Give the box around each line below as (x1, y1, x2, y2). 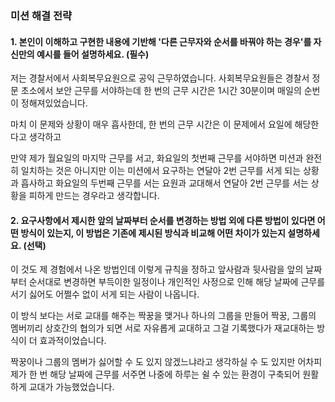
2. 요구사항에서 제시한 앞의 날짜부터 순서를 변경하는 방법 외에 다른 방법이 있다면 (10, 214, 316, 226)
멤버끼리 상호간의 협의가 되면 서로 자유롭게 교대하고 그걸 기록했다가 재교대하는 (10, 322, 315, 334)
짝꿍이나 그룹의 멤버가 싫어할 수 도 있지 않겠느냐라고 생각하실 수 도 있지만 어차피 (10, 356, 323, 368)
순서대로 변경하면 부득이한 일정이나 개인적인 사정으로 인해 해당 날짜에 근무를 (28, 276, 326, 288)
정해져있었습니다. (20, 97, 88, 109)
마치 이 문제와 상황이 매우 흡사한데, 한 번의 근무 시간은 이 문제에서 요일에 (10, 118, 293, 131)
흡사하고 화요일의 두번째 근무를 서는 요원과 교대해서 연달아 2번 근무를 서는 (20, 177, 309, 189)
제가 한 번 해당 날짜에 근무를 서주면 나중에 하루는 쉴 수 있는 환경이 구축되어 (10, 368, 301, 381)
